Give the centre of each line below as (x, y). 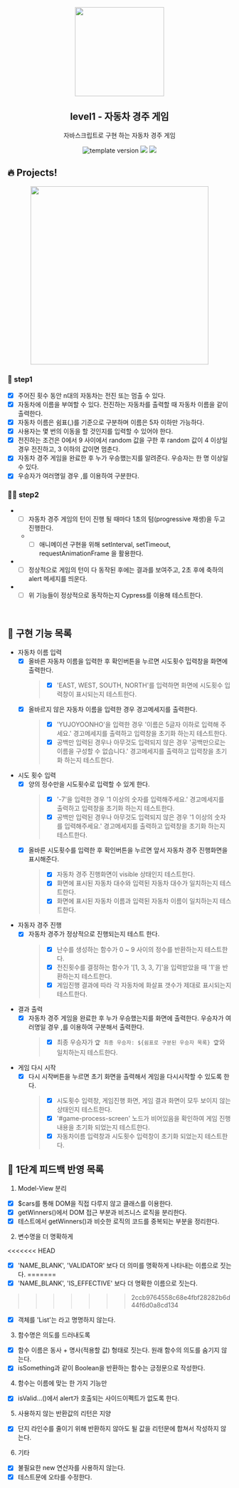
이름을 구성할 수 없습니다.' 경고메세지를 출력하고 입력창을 (135, 751)
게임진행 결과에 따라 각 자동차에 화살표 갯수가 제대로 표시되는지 (144, 985)
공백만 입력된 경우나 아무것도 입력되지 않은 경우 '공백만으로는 (141, 742)
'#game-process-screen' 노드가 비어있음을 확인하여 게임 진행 (144, 1118)
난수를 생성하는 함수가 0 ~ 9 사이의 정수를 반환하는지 (130, 949)
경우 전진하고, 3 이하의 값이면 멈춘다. (69, 449)
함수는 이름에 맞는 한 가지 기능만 (62, 1383)
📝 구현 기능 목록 (40, 633)
